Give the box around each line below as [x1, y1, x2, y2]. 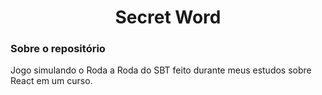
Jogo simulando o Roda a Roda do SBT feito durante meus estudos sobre [10, 64, 312, 76]
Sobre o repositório [10, 42, 106, 56]
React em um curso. [10, 75, 93, 87]
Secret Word [114, 6, 222, 29]
